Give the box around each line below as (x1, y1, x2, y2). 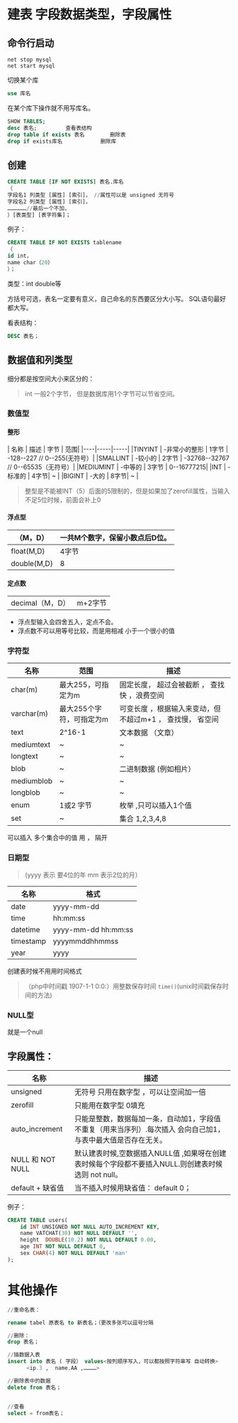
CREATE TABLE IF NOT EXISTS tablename (7, 239, 122, 246)
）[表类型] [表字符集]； (7, 211, 71, 219)
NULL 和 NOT (11, 1155, 56, 1165)
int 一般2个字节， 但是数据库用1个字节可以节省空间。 (24, 389, 179, 398)
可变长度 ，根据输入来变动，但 (119, 704, 221, 714)
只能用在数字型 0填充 (74, 1100, 145, 1110)
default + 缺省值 (11, 1183, 64, 1193)
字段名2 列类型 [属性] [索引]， (7, 198, 91, 205)
